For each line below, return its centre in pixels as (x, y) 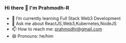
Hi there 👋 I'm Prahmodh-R (37, 8)
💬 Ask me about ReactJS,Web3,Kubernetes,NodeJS (64, 23)
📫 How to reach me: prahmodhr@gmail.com (57, 29)
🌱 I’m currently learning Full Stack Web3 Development (66, 19)
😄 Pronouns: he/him (32, 36)
